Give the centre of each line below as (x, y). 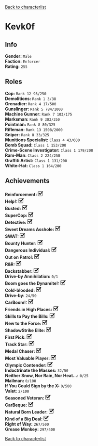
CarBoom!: (16, 302)
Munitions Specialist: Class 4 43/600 (42, 140)
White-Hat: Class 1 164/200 (33, 165)
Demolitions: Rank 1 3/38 (31, 99)
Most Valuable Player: (28, 358)
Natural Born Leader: (27, 412)
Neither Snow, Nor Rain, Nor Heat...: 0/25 (47, 375)
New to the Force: (23, 323)
